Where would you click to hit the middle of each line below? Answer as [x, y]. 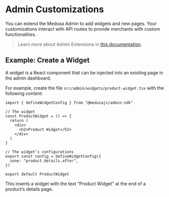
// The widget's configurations [39, 152]
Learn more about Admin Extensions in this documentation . [80, 44]
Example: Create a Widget [48, 60]
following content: [24, 93]
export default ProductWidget [37, 174]
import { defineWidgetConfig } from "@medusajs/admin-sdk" [69, 103]
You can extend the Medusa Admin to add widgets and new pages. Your [81, 23]
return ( [19, 120]
